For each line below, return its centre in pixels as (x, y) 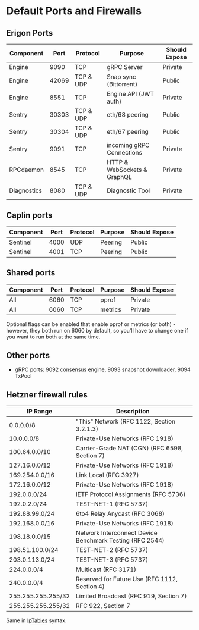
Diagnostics (26, 190)
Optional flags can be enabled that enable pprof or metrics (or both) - (91, 324)
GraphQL (119, 177)
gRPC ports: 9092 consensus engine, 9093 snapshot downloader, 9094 (102, 369)
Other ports (28, 355)
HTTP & (117, 162)
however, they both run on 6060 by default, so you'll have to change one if (97, 330)
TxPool (23, 376)
